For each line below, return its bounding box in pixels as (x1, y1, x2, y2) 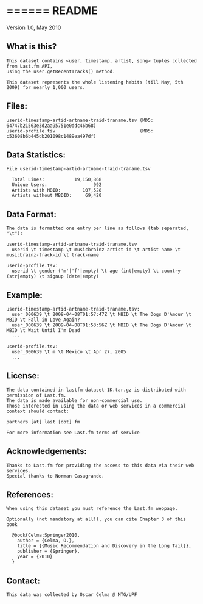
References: (6, 489, 53, 500)
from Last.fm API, (6, 63, 53, 69)
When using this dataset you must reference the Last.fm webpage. (6, 506, 178, 512)
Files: (6, 101, 27, 112)
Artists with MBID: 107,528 (12, 187, 102, 193)
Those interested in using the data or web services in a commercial (6, 403, 187, 409)
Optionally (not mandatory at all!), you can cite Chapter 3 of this (6, 516, 187, 522)
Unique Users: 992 (12, 182, 102, 188)
